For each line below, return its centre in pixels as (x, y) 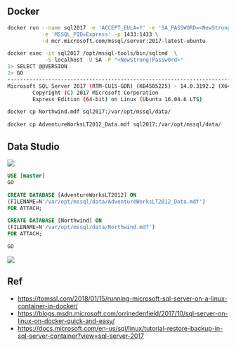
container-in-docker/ (48, 306)
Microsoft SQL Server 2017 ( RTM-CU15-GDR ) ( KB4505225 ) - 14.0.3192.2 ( (114, 86)
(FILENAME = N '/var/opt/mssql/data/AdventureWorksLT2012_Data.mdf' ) (106, 202)
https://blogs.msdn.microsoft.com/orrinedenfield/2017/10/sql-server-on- (123, 313)
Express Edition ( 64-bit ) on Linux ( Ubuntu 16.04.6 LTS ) (117, 99)
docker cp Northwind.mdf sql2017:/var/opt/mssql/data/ (89, 112)
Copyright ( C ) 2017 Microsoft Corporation (96, 93)
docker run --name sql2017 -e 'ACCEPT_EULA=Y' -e (81, 27)
